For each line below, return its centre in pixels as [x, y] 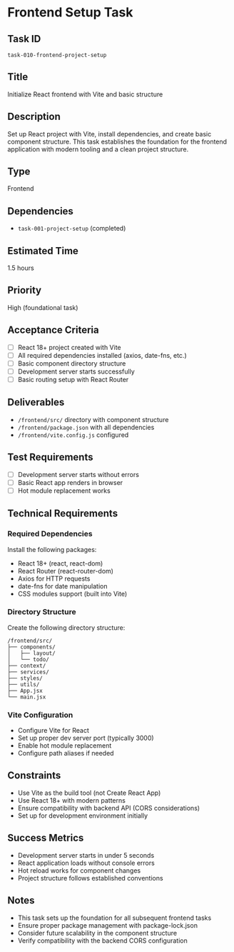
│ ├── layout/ [31, 653]
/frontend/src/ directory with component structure [93, 419]
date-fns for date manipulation [62, 586]
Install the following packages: [52, 549]
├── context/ [27, 666]
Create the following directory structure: [66, 627]
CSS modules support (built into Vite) [72, 593]
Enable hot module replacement [65, 746]
